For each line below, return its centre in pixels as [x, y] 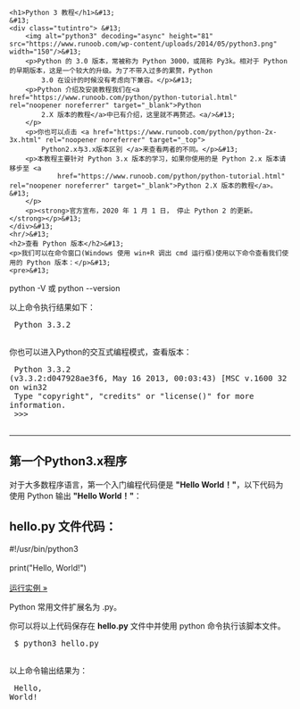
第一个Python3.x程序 [68, 461]
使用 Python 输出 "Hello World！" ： [76, 496]
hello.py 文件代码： [63, 526]
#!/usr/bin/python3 [44, 548]
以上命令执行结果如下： [52, 307]
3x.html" [25, 140]
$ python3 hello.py [57, 643]
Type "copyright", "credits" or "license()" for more [134, 396]
